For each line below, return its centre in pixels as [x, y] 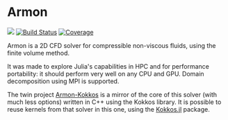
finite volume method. [39, 53]
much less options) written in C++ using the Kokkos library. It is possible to [114, 102]
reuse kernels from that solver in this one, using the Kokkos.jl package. [108, 109]
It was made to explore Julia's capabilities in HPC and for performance [108, 66]
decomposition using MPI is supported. [63, 81]
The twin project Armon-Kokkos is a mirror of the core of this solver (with [112, 94]
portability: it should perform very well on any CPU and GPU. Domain [106, 74]
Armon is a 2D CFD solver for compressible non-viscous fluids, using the [112, 45]
